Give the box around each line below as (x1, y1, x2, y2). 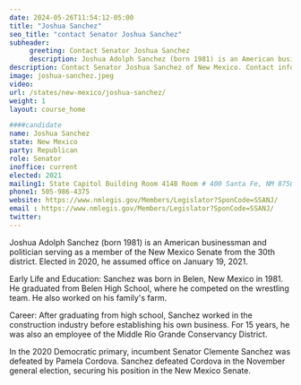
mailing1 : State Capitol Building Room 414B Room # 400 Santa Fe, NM (9, 179, 275, 188)
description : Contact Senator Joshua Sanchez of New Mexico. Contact (9, 64, 275, 73)
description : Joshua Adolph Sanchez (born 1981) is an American (29, 55, 275, 64)
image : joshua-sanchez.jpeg (9, 72, 115, 81)
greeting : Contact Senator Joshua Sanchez (29, 47, 191, 56)
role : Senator (9, 154, 63, 163)
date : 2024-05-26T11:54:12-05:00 (9, 13, 134, 22)
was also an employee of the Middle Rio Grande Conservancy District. (9, 329, 268, 339)
